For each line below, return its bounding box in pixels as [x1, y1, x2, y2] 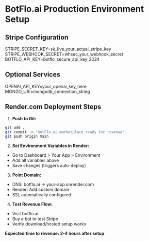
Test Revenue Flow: [12, 201, 53, 207]
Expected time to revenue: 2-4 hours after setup [5, 230, 104, 237]
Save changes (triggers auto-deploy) [12, 163, 86, 168]
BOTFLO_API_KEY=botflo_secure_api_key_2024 [5, 56, 100, 62]
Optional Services [5, 71, 61, 79]
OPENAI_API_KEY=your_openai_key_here [5, 83, 87, 89]
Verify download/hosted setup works [12, 221, 86, 227]
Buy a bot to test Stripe [12, 216, 58, 222]
